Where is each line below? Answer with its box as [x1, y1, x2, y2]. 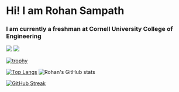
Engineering [6, 32, 42, 40]
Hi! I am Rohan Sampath [6, 4, 125, 17]
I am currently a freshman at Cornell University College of [6, 25, 174, 33]
